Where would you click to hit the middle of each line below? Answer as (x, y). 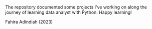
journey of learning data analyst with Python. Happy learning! (68, 12)
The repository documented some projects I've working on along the (76, 7)
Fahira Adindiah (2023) (29, 22)
